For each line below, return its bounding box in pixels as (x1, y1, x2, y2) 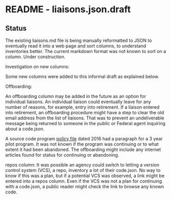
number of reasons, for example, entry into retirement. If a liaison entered (5, 104, 160, 110)
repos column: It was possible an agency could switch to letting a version (5, 162, 160, 168)
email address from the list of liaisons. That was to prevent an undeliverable (5, 115, 164, 121)
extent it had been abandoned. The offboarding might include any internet (5, 146, 161, 153)
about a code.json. (5, 126, 45, 132)
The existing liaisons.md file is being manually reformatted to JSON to (5, 37, 152, 43)
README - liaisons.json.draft (5, 4, 131, 15)
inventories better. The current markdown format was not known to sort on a (5, 48, 166, 54)
